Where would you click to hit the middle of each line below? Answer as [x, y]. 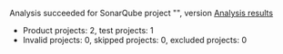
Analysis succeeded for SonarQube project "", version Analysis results [141, 13]
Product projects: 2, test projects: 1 [88, 30]
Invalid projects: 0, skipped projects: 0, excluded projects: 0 [135, 40]
